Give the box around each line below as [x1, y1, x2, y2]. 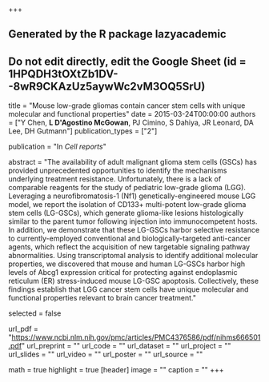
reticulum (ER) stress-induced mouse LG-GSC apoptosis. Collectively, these [8, 277, 259, 286]
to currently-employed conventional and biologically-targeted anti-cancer [8, 233, 251, 244]
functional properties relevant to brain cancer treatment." [8, 293, 196, 303]
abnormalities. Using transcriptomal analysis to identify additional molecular [8, 251, 259, 261]
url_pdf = [8, 324, 38, 334]
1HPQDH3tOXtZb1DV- [8, 67, 118, 81]
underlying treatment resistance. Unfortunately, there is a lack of [8, 174, 222, 184]
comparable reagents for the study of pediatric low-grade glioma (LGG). [8, 183, 247, 193]
